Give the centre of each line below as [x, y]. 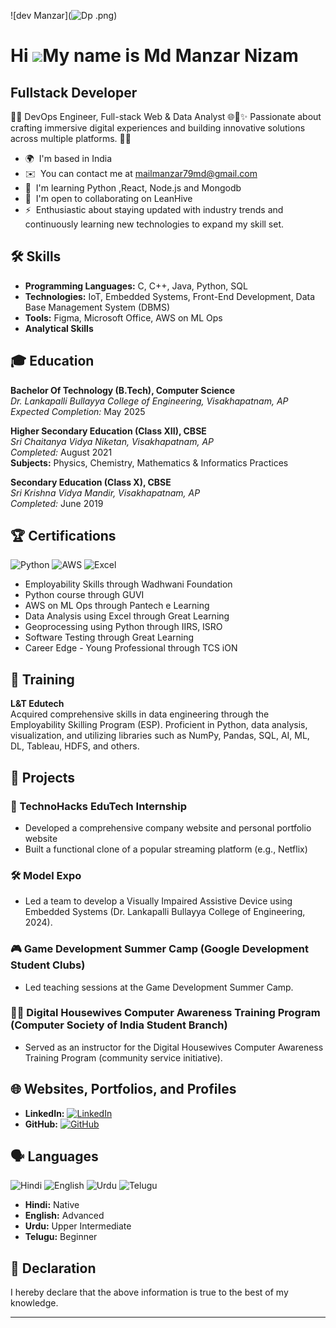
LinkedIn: [44, 1113]
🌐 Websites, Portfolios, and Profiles [123, 1089]
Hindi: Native [52, 1205]
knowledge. [34, 1303]
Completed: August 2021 [61, 452]
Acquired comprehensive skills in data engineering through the [140, 714]
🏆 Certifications [63, 536]
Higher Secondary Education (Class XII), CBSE [108, 431]
